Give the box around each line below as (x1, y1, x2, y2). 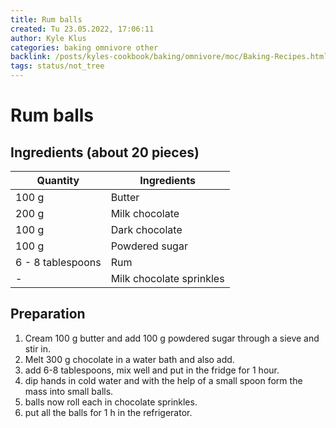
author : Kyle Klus (10, 33, 87, 43)
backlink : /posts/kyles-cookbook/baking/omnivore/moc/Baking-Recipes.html (10, 52, 329, 62)
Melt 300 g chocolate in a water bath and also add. (24, 353, 235, 365)
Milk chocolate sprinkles (110, 272, 225, 285)
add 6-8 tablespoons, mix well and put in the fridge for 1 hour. (24, 364, 280, 376)
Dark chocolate (110, 223, 183, 236)
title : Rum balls (10, 14, 83, 25)
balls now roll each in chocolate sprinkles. (24, 396, 198, 408)
